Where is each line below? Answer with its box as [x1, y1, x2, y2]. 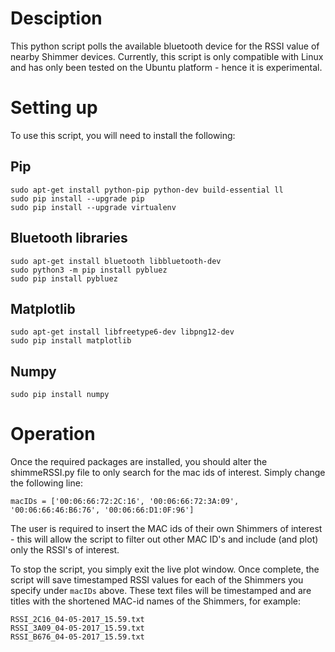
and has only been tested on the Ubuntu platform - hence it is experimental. [10, 61, 323, 73]
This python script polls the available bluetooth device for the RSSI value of [10, 40, 320, 52]
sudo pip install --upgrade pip [10, 193, 145, 204]
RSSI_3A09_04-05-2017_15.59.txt [10, 623, 145, 634]
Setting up [10, 97, 98, 119]
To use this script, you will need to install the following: [10, 129, 236, 141]
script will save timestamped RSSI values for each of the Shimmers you [10, 574, 304, 586]
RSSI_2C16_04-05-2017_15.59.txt [10, 615, 145, 625]
